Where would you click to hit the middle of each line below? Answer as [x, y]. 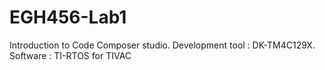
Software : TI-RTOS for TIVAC [70, 55]
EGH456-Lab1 [68, 17]
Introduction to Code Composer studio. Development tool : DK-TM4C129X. [162, 45]
